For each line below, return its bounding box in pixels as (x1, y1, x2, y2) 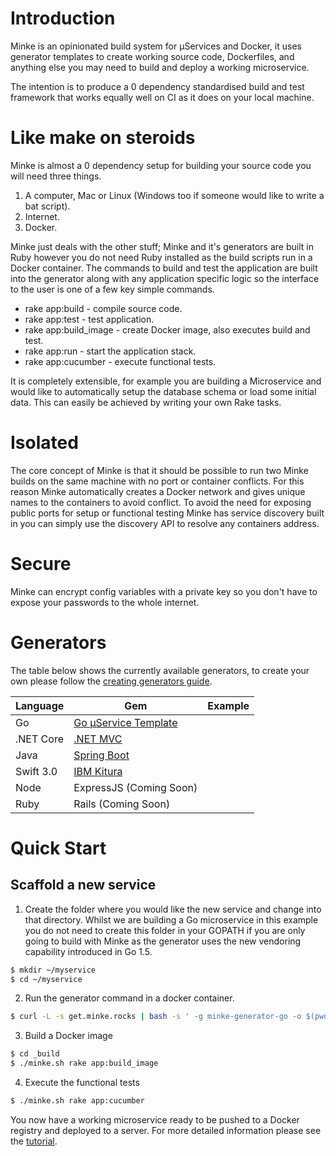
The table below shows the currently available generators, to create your (10, 664, 310, 676)
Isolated (10, 432, 79, 454)
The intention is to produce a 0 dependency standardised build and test (10, 80, 305, 92)
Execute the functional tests (24, 1077, 140, 1089)
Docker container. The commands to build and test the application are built (10, 262, 318, 274)
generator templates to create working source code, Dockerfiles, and (10, 50, 295, 62)
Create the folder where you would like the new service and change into (24, 903, 322, 915)
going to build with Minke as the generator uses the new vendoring (24, 935, 302, 947)
